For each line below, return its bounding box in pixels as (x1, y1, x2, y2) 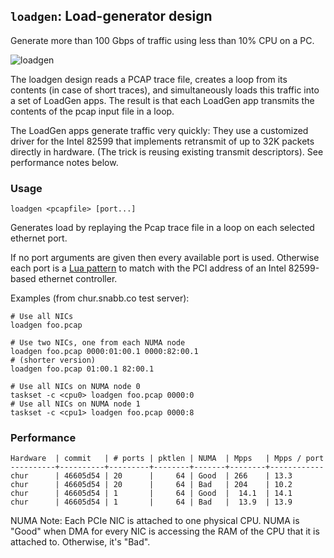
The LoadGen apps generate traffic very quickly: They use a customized (10, 124, 309, 136)
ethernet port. (10, 232, 68, 244)
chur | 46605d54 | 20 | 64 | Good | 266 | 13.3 (10, 471, 293, 481)
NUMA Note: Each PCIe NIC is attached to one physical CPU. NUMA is (10, 515, 300, 527)
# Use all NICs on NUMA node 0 (10, 382, 141, 392)
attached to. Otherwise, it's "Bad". (10, 536, 151, 548)
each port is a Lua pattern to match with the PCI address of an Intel (10, 262, 287, 274)
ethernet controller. (38, 273, 118, 285)
